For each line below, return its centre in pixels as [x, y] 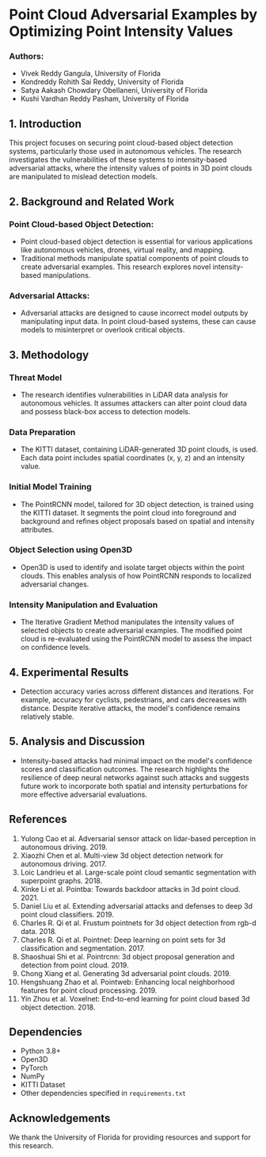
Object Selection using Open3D [71, 550]
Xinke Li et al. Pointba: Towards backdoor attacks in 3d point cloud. [130, 889]
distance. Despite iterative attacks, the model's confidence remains [130, 708]
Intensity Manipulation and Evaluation [84, 605]
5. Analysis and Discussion [77, 742]
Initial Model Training [50, 487]
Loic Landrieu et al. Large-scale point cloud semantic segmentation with [138, 872]
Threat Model [36, 377]
